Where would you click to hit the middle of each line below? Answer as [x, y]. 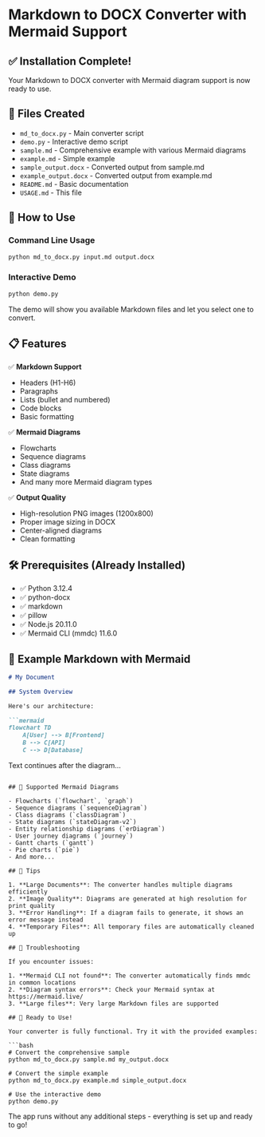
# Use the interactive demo [55, 1094]
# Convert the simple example [58, 1073]
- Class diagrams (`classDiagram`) [67, 815]
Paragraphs [39, 391]
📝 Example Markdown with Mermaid [99, 659]
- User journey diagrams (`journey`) [71, 836]
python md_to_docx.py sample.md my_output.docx [89, 1060]
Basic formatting [47, 417]
